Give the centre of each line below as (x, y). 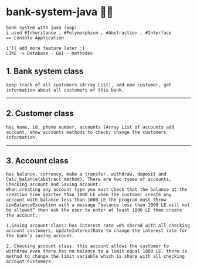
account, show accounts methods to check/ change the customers (86, 132)
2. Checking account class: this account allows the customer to (87, 246)
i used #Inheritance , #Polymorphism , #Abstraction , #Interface (89, 33)
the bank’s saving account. (40, 236)
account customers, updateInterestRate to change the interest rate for (97, 231)
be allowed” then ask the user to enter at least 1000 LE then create (94, 210)
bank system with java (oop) (42, 28)
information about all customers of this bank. (65, 90)
